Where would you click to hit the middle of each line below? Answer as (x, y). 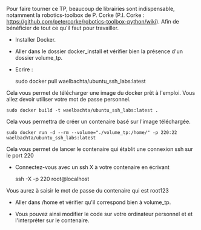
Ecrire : (24, 69)
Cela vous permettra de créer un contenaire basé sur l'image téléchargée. (98, 121)
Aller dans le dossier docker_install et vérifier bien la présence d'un (99, 51)
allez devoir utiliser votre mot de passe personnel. (69, 99)
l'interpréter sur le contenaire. (52, 220)
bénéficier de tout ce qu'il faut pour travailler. (63, 28)
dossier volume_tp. (38, 58)
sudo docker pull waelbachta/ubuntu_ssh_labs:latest (81, 81)
